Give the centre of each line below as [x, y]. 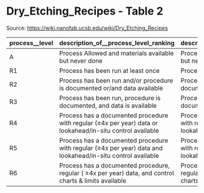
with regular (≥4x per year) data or [109, 123]
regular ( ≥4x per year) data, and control [117, 173]
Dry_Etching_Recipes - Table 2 [85, 11]
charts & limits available [93, 180]
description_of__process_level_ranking [117, 42]
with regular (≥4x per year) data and [111, 148]
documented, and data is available [108, 106]
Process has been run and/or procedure [116, 80]
